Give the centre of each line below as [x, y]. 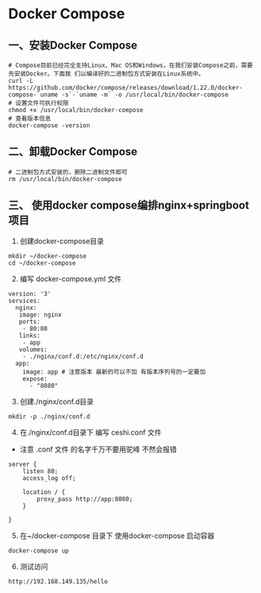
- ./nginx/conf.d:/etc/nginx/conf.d [83, 356]
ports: [30, 322]
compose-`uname [33, 95]
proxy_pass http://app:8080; [85, 499]
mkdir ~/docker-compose [48, 256]
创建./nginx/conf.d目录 [56, 401]
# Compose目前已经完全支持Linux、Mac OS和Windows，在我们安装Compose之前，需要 [131, 65]
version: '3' [30, 294]
